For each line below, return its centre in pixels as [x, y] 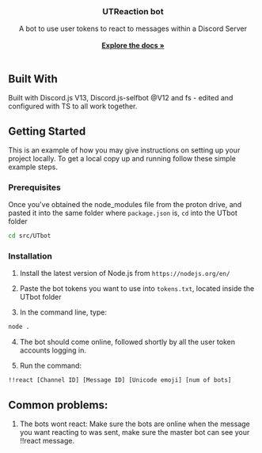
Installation [30, 256]
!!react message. [47, 440]
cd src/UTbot [30, 236]
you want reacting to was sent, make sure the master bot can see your [135, 432]
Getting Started [47, 131]
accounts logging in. [53, 350]
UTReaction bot [133, 11]
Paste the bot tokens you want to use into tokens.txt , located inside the [137, 289]
